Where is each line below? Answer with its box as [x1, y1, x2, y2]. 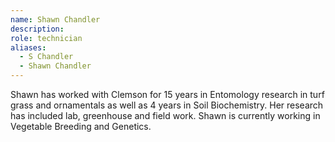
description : [10, 24, 65, 34]
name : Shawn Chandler [10, 14, 101, 25]
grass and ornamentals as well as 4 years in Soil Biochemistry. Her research [10, 99, 324, 111]
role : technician [10, 33, 83, 43]
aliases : [10, 42, 47, 53]
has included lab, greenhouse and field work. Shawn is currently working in [10, 110, 321, 121]
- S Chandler [19, 52, 74, 62]
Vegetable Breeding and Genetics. [10, 121, 152, 132]
